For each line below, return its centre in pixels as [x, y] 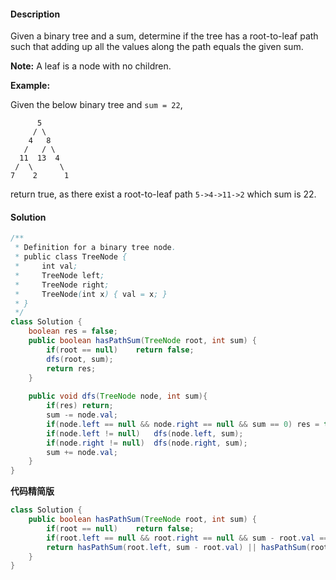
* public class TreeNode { [71, 257]
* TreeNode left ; [59, 275]
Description [35, 14]
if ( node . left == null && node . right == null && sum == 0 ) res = [183, 424]
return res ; [71, 368]
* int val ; [46, 266]
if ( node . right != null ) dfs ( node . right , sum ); [147, 443]
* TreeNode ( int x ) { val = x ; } [91, 294]
